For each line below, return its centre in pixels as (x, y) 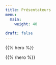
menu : (11, 15)
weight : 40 (26, 24)
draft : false (19, 33)
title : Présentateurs (28, 10)
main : (16, 19)
